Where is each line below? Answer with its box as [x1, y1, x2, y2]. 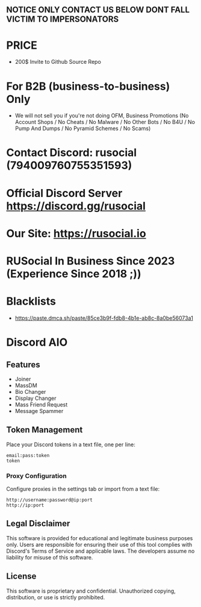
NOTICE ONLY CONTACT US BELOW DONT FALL [6, 5, 190, 15]
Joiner [14, 375, 31, 382]
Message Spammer [14, 407, 64, 414]
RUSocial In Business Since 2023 [6, 254, 175, 268]
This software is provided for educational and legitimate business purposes [6, 534, 193, 541]
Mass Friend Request [14, 400, 68, 408]
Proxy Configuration [6, 472, 67, 480]
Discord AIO [6, 335, 68, 349]
